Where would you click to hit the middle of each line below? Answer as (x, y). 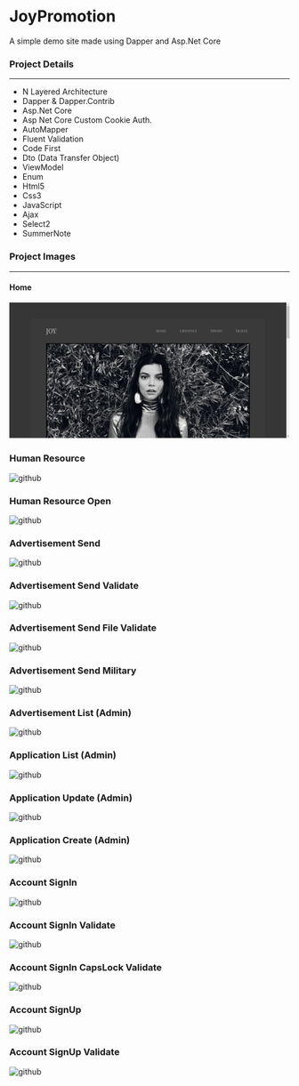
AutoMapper (45, 130)
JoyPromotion (63, 16)
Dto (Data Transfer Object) (71, 158)
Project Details (41, 64)
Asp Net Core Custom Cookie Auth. (87, 120)
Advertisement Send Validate (74, 586)
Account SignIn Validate (62, 925)
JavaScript (42, 205)
